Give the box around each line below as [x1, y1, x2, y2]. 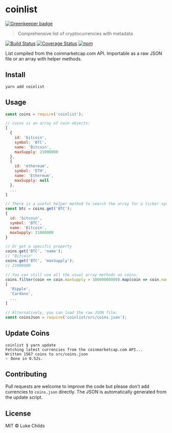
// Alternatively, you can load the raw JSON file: [5, 310, 118, 315]
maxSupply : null [14, 178, 50, 183]
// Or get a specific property [5, 244, 72, 249]
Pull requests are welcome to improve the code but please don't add [5, 383, 149, 389]
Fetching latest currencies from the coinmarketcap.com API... [5, 347, 143, 352]
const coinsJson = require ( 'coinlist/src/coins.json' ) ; [5, 315, 127, 320]
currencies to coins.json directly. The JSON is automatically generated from [5, 389, 167, 395]
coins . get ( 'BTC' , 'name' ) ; [5, 249, 63, 254]
